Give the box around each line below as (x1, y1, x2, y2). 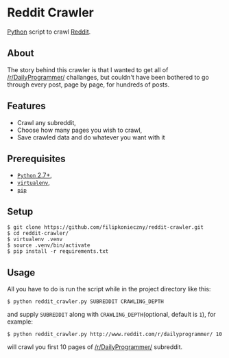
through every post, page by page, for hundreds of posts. (7, 80, 170, 89)
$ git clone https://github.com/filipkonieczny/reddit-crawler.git (7, 224, 204, 231)
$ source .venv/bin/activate (7, 242, 91, 249)
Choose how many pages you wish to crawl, (16, 126, 143, 134)
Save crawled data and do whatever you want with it (16, 133, 166, 142)
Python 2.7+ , (16, 171, 53, 179)
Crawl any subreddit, (16, 118, 77, 126)
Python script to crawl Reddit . (7, 27, 91, 36)
